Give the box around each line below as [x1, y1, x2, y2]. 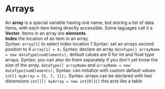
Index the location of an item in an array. [5, 35, 89, 41]
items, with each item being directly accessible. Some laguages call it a [5, 24, 153, 30]
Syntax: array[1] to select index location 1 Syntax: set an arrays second [5, 40, 154, 46]
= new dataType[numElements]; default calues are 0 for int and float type [5, 51, 154, 57]
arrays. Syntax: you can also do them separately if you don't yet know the [5, 56, 158, 62]
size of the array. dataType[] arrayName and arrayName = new [5, 62, 131, 68]
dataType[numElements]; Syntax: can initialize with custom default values [5, 67, 156, 73]
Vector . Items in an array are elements [5, 30, 86, 36]
